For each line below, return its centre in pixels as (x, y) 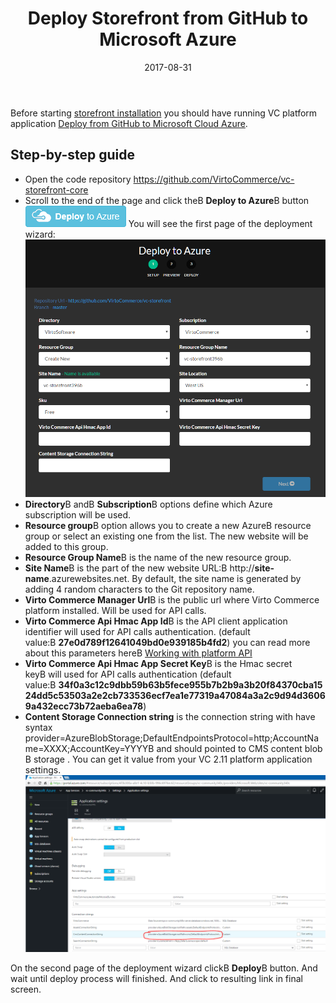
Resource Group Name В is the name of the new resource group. (158, 557)
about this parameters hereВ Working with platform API (138, 653)
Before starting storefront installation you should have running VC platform (164, 113)
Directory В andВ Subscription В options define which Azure (148, 504)
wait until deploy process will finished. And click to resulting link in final (156, 978)
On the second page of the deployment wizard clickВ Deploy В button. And (164, 968)
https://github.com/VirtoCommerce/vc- (214, 179)
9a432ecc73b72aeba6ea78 (84, 706)
